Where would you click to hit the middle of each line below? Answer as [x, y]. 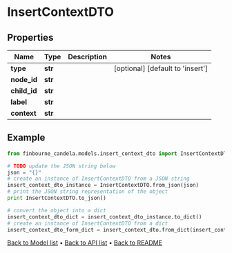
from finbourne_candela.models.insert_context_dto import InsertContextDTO [118, 153]
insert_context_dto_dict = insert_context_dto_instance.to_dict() [105, 217]
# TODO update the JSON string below [61, 166]
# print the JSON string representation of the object [88, 192]
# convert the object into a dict [57, 210]
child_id [24, 91]
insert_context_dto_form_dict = [54, 230]
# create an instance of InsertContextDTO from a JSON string [98, 179]
